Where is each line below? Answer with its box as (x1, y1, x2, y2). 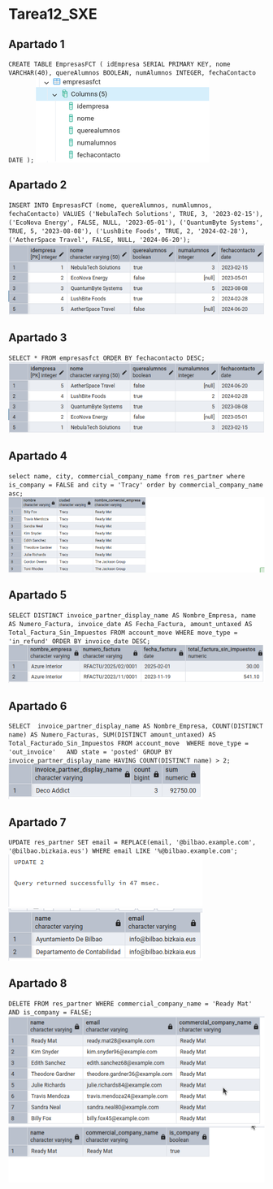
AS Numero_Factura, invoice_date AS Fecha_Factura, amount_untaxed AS (8, 620, 253, 628)
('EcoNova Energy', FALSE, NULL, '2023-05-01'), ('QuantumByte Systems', (8, 218, 264, 227)
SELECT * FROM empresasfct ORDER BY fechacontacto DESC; (8, 354, 206, 362)
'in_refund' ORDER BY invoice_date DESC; (8, 637, 151, 646)
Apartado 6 (8, 699, 67, 713)
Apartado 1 (8, 37, 65, 51)
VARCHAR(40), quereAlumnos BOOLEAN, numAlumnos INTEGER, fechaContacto (8, 69, 256, 77)
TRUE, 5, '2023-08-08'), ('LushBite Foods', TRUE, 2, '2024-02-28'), (8, 227, 249, 236)
